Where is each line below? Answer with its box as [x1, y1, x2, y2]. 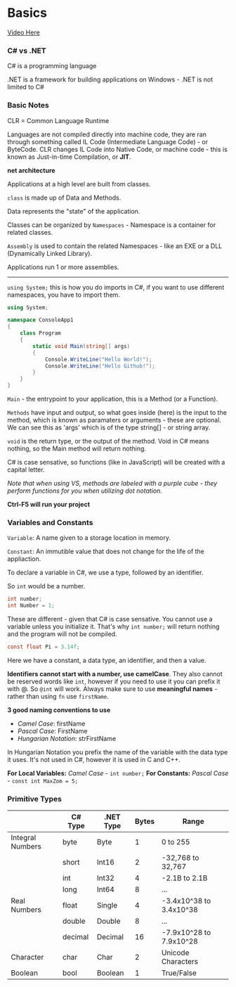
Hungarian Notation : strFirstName [17, 734, 117, 742]
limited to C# [7, 83, 44, 91]
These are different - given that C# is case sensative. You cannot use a [7, 615, 213, 624]
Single [96, 901, 118, 910]
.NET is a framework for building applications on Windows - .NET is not [7, 75, 214, 84]
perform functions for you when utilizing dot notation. [7, 486, 163, 495]
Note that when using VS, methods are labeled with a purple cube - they [7, 479, 218, 488]
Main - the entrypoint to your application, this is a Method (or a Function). [7, 395, 218, 404]
